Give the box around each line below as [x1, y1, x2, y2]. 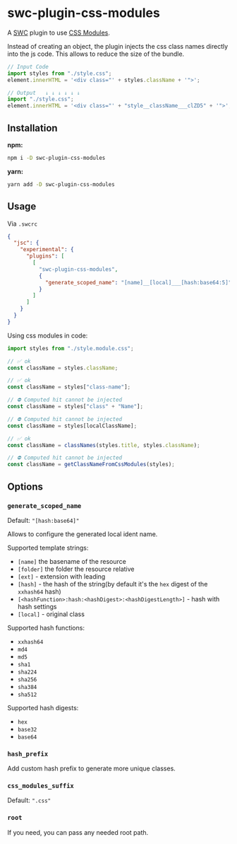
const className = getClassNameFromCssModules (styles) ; [7, 461, 175, 468]
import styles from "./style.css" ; [7, 69, 112, 77]
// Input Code [7, 63, 49, 70]
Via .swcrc [7, 219, 37, 228]
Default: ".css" [7, 796, 51, 804]
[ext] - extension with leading [17, 572, 106, 581]
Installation [7, 122, 58, 134]
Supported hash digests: [7, 703, 79, 712]
